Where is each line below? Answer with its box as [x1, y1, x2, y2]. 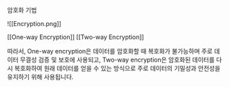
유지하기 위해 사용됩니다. [7, 73, 74, 81]
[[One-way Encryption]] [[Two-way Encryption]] [7, 33, 144, 41]
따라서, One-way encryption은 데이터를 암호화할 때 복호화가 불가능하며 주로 [7, 47, 213, 55]
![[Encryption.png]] [7, 20, 62, 27]
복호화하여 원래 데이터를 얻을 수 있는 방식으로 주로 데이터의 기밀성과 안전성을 [14, 64, 221, 72]
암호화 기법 [7, 6, 37, 14]
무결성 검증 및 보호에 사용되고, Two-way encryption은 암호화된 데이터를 [19, 55, 215, 64]
